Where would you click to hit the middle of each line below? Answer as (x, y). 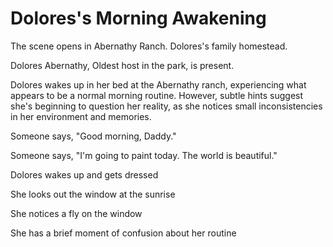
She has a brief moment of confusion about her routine (123, 233)
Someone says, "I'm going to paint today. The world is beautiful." (144, 155)
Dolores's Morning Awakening (138, 18)
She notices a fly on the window (76, 213)
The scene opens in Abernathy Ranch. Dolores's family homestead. (149, 46)
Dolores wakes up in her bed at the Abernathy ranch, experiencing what (158, 84)
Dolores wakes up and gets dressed (84, 174)
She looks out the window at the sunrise (93, 194)
